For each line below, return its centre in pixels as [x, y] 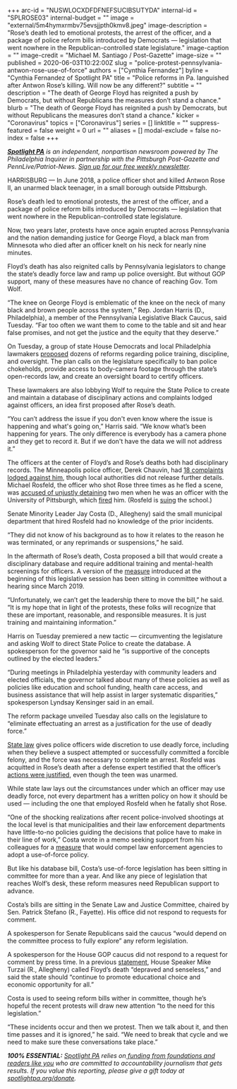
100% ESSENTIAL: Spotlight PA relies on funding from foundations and [111, 1055]
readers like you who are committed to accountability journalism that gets [115, 1063]
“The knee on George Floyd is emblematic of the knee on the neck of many [116, 302]
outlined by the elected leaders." [55, 659]
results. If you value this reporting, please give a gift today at [96, 1071]
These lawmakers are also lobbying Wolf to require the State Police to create [119, 390]
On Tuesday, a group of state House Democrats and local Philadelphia [109, 346]
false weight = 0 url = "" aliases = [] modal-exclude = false [124, 130]
